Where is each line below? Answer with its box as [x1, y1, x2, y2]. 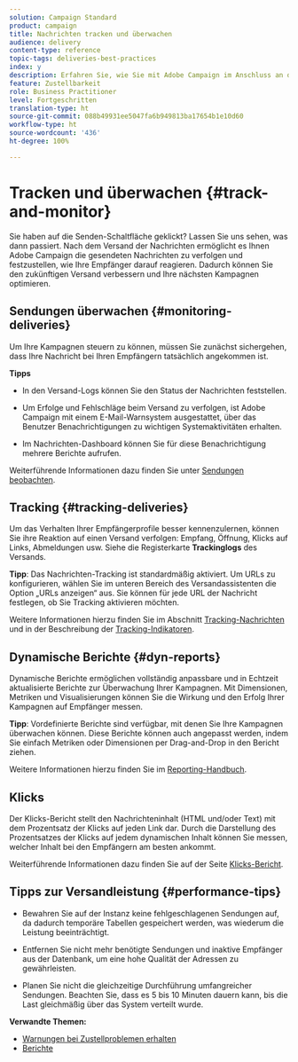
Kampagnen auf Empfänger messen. [9, 702, 144, 712]
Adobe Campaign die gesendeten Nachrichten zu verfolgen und [9, 249, 243, 260]
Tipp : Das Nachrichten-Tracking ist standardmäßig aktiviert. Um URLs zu [9, 569, 276, 579]
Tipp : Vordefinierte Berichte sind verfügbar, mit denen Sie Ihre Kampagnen [9, 719, 284, 729]
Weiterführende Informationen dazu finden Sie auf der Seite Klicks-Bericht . [9, 858, 284, 869]
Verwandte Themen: [9, 1016, 87, 1027]
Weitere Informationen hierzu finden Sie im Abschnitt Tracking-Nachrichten [9, 614, 286, 625]
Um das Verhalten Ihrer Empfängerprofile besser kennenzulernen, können [9, 523, 279, 534]
